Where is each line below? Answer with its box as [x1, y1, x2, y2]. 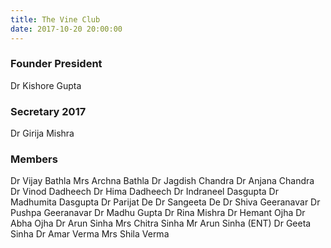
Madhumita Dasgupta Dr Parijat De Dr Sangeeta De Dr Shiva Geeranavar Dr [10, 196, 321, 208]
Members [10, 152, 58, 166]
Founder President [10, 57, 103, 71]
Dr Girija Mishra [10, 127, 75, 140]
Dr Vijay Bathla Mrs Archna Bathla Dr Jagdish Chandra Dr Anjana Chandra [10, 175, 315, 187]
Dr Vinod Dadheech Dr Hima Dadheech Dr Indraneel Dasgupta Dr [10, 186, 279, 198]
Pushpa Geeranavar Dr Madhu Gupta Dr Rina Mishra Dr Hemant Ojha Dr [10, 207, 306, 219]
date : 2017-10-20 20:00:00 [10, 24, 123, 34]
